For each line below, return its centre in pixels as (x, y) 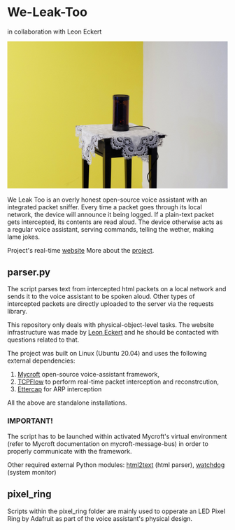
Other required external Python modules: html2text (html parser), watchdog (116, 465)
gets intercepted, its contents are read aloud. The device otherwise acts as (115, 222)
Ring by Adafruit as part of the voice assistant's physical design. (100, 518)
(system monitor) (32, 472)
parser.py (29, 272)
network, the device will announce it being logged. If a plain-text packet (111, 214)
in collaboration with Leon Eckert (55, 32)
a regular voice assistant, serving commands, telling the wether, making (111, 229)
